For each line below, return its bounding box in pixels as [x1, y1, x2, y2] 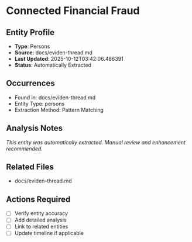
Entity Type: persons [14, 100, 65, 107]
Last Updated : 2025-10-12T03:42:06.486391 [14, 56, 124, 62]
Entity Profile [6, 27, 54, 37]
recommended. [6, 145, 43, 152]
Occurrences [6, 78, 55, 88]
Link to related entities [14, 223, 68, 230]
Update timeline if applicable [14, 230, 84, 237]
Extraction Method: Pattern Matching [14, 106, 104, 113]
